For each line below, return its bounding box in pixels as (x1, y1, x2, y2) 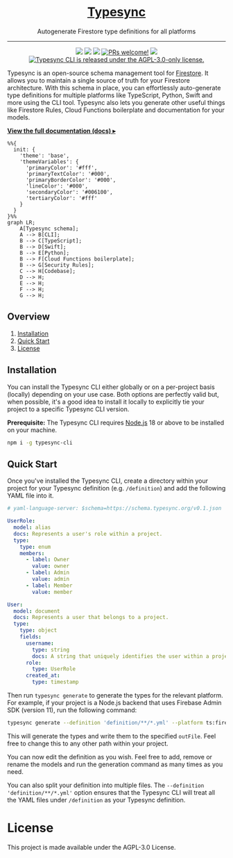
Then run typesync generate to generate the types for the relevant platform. (7, 691, 223, 699)
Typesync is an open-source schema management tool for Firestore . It (7, 69, 209, 77)
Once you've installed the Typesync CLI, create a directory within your (7, 477, 208, 485)
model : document (13, 607, 60, 615)
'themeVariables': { (19, 158, 79, 165)
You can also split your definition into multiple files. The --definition (7, 781, 205, 789)
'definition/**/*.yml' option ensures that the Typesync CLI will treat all (7, 788, 216, 796)
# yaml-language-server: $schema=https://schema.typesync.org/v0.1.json (7, 505, 222, 512)
